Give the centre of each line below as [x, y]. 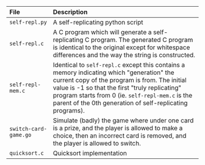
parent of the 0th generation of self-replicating [120, 103]
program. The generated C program [142, 40]
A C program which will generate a [102, 32]
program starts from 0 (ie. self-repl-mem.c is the [123, 95]
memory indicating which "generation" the [114, 72]
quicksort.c [27, 153]
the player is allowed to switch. [97, 143]
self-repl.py [28, 22]
